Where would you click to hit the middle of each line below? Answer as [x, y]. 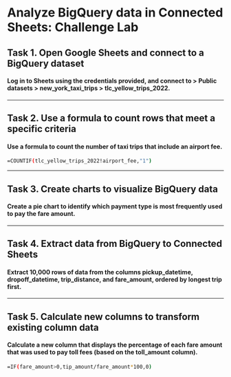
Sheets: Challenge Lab [73, 27]
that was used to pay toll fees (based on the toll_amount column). [102, 352]
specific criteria [42, 129]
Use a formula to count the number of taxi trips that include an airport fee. [115, 147]
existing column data [53, 327]
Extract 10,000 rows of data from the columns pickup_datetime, [100, 272]
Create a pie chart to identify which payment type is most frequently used [115, 206]
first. [14, 286]
